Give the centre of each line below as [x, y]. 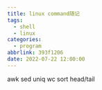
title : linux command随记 [43, 14]
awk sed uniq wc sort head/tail [51, 79]
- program [27, 46]
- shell [25, 27]
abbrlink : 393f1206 [35, 53]
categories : [24, 40]
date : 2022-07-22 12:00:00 [46, 59]
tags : [15, 20]
